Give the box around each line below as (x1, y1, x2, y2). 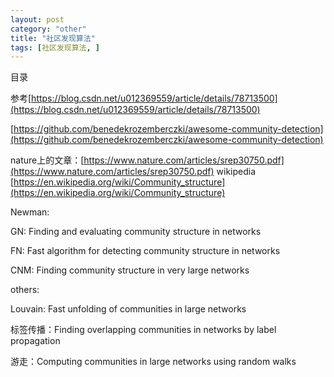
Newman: (10, 206, 50, 218)
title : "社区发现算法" (10, 33, 96, 43)
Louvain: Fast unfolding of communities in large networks (10, 303, 247, 315)
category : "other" (10, 24, 87, 34)
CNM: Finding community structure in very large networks (10, 264, 250, 276)
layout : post (10, 14, 65, 25)
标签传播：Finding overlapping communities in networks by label (10, 324, 277, 336)
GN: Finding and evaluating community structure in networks (10, 226, 262, 238)
